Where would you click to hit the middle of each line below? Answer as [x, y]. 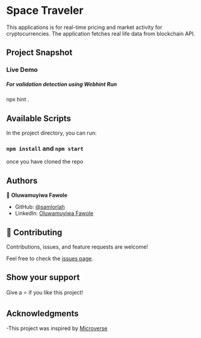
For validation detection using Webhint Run [62, 84]
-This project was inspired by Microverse [57, 328]
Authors [22, 181]
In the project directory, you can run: [51, 133]
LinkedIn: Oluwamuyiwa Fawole [54, 213]
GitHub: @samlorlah [40, 207]
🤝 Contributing [34, 232]
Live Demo [22, 70]
